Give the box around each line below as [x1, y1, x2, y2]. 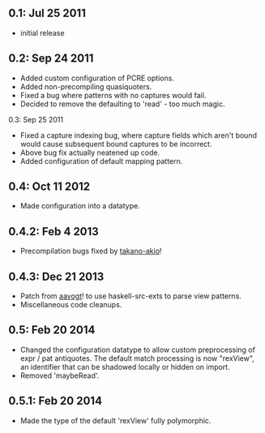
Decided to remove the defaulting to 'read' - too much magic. [19, 99, 225, 109]
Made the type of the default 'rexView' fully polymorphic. [19, 415, 212, 425]
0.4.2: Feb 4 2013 [8, 225, 99, 238]
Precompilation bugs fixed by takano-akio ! [19, 247, 162, 256]
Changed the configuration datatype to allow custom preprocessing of [19, 345, 255, 354]
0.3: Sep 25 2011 [8, 114, 63, 124]
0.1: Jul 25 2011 [8, 6, 87, 20]
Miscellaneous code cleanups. [19, 300, 122, 310]
